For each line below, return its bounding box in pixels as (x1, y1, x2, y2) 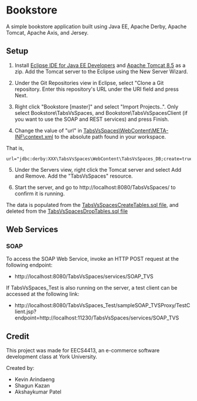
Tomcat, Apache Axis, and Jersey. (6, 29, 89, 36)
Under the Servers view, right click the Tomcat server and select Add (14, 166, 182, 173)
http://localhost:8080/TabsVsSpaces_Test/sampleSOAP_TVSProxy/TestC (14, 302, 191, 309)
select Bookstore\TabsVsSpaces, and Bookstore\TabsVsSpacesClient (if (14, 109, 188, 116)
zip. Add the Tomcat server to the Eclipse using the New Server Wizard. (14, 68, 188, 75)
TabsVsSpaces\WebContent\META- (83, 127, 169, 134)
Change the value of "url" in (14, 127, 82, 134)
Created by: (6, 365, 35, 372)
